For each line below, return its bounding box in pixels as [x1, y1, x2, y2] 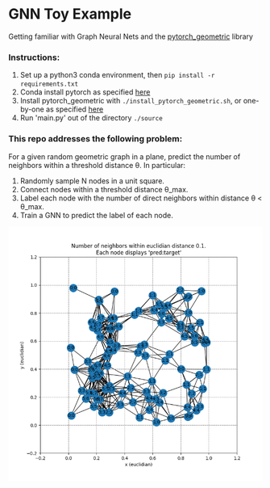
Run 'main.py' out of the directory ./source [19, 113, 163, 123]
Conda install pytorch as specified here [19, 87, 151, 97]
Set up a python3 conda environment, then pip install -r [19, 70, 215, 80]
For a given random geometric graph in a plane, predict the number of [8, 151, 241, 162]
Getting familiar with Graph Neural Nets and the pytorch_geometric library [8, 32, 254, 41]
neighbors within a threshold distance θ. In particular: [8, 160, 186, 170]
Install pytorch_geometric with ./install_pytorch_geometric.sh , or [19, 96, 242, 106]
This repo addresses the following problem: [8, 133, 183, 145]
